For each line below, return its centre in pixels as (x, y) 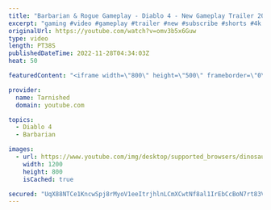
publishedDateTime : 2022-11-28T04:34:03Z (79, 53)
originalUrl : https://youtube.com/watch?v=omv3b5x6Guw (102, 31)
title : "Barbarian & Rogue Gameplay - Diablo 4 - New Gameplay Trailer (131, 16)
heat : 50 (23, 61)
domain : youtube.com (50, 105)
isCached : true (48, 179)
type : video (28, 38)
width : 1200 (43, 164)
